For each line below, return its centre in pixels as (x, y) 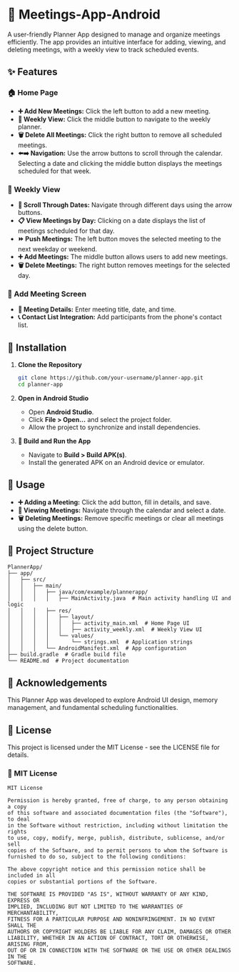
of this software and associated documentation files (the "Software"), (118, 813)
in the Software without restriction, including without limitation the (118, 826)
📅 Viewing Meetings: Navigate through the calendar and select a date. (122, 510)
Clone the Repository (50, 365)
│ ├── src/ (27, 580)
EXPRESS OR (24, 901)
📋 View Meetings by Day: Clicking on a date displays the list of (111, 220)
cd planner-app (40, 384)
